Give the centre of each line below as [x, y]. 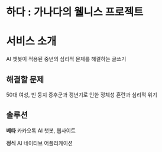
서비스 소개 [31, 41]
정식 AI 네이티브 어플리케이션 [39, 143]
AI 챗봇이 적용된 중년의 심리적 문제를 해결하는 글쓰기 [66, 59]
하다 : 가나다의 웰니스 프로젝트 [75, 12]
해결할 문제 [25, 80]
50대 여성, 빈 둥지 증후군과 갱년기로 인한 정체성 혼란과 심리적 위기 [82, 95]
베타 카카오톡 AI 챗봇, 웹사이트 [41, 130]
